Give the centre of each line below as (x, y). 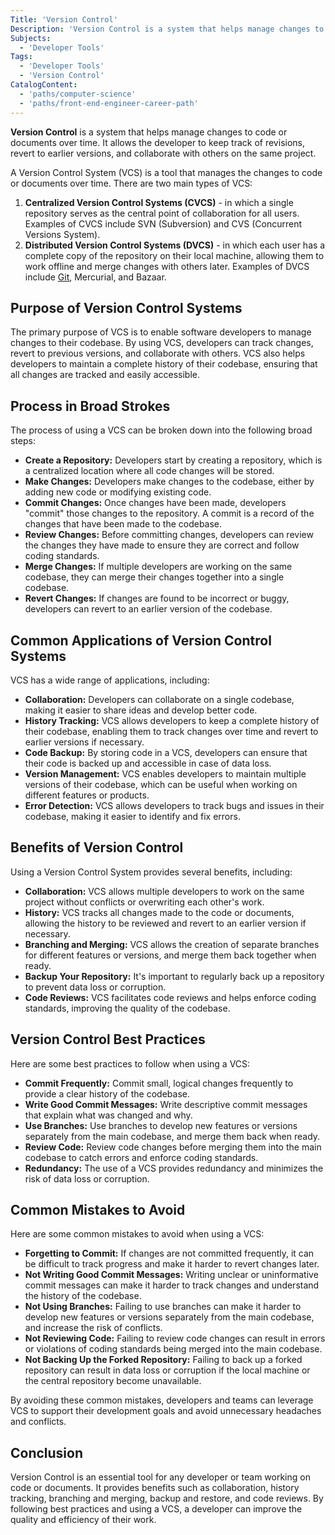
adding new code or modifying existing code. (118, 492)
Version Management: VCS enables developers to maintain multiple (165, 773)
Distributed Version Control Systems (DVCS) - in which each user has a (175, 245)
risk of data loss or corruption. (87, 1178)
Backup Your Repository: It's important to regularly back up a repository (174, 976)
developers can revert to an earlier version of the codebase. (148, 609)
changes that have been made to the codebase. (123, 524)
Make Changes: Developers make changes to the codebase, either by (169, 482)
